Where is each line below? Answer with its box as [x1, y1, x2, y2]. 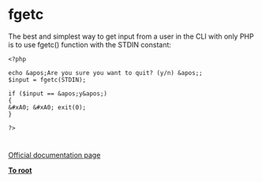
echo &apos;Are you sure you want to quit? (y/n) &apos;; [8, 69, 203, 76]
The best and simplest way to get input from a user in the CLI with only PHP [8, 32, 254, 41]
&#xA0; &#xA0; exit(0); [8, 103, 87, 111]
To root [8, 165, 32, 175]
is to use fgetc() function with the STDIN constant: [8, 39, 172, 49]
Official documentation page [8, 150, 101, 160]
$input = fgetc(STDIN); [8, 76, 87, 84]
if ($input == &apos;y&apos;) [8, 89, 108, 98]
